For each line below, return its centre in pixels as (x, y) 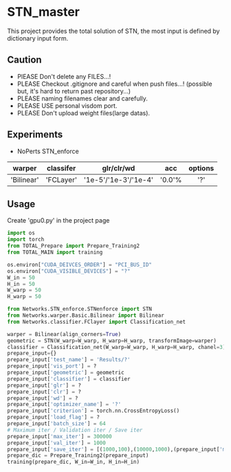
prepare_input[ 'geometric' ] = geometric (66, 372)
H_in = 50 (21, 284)
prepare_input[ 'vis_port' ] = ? (52, 366)
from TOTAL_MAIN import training (55, 252)
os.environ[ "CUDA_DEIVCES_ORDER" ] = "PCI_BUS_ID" (80, 265)
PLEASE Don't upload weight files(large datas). (83, 113)
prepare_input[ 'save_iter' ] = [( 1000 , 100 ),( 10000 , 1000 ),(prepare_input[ (113, 449)
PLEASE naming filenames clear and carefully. (82, 98)
